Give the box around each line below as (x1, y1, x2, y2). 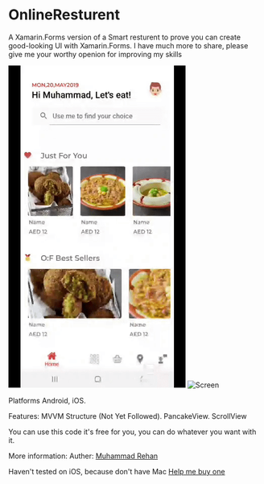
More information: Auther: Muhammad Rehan (8, 451, 159, 461)
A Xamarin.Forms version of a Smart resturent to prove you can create (8, 32, 241, 42)
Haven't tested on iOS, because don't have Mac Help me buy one (8, 466, 225, 476)
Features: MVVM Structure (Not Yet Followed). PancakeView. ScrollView (8, 411, 247, 420)
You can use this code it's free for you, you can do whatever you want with (8, 427, 257, 436)
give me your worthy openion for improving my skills (8, 49, 183, 59)
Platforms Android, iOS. (8, 395, 86, 405)
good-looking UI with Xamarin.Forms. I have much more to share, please (8, 40, 249, 50)
